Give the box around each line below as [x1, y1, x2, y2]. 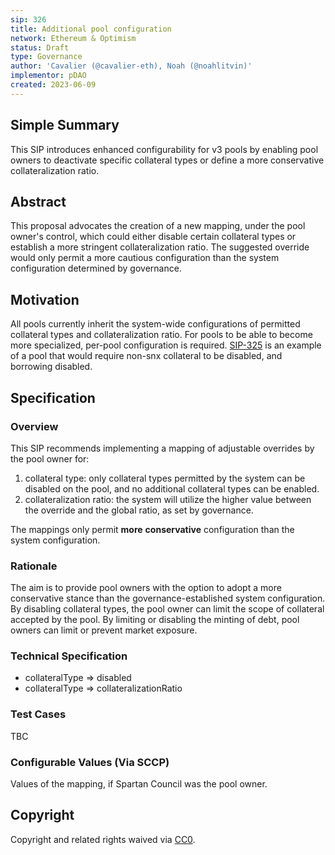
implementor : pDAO [10, 71, 87, 81]
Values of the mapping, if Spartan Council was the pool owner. [10, 778, 268, 790]
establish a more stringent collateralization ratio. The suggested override [10, 241, 310, 253]
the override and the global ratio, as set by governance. [24, 504, 254, 516]
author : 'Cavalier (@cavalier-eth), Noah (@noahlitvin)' [10, 61, 253, 71]
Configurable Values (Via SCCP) [10, 755, 170, 769]
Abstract [10, 193, 67, 210]
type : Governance [10, 52, 83, 62]
